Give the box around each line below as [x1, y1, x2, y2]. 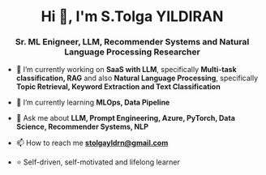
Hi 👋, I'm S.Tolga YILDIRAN [41, 7, 224, 26]
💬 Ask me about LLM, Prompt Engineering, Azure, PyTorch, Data [15, 113, 235, 123]
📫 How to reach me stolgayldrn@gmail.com [15, 138, 169, 148]
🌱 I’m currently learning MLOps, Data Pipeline [15, 97, 170, 108]
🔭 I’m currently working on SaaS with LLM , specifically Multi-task [15, 65, 237, 75]
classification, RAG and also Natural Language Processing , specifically [15, 73, 259, 83]
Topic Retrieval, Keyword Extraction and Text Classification [15, 82, 221, 92]
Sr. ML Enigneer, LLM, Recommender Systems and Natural [15, 36, 250, 48]
